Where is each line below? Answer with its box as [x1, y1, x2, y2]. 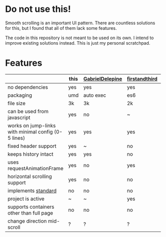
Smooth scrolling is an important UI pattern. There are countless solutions [5, 20, 156, 26]
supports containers [7, 203, 54, 210]
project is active [7, 195, 44, 202]
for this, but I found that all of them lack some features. [5, 25, 117, 31]
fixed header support [7, 142, 57, 149]
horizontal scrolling [7, 173, 52, 179]
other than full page [7, 209, 53, 216]
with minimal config [7, 128, 53, 135]
